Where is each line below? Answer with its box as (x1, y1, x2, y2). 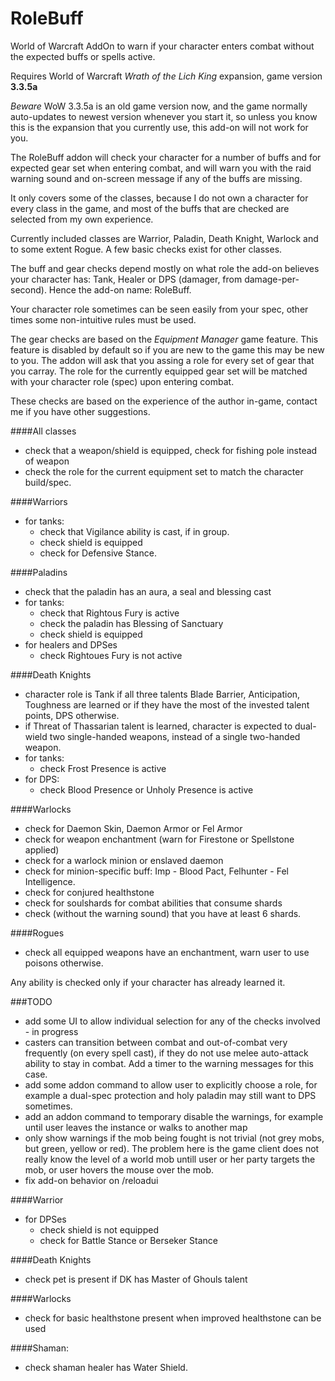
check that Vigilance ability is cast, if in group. (39, 525, 230, 537)
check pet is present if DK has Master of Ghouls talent (24, 1273, 248, 1285)
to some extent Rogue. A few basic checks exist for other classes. (10, 243, 283, 255)
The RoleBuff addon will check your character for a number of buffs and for (10, 151, 322, 163)
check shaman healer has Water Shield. (24, 1361, 188, 1373)
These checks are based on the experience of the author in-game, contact (10, 395, 318, 407)
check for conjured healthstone (24, 886, 155, 898)
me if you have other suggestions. (10, 405, 151, 417)
